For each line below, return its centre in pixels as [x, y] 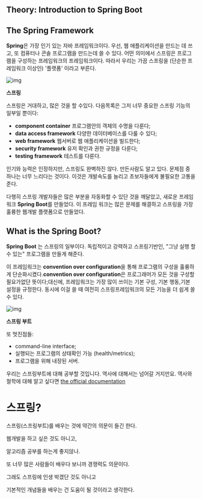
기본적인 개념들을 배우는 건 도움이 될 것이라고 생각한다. [70, 489]
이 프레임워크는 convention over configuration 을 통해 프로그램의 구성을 [92, 267]
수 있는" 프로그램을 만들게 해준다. [45, 254]
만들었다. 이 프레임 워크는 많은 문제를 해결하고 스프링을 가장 [124, 204]
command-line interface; [45, 347]
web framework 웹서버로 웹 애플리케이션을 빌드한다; [78, 141]
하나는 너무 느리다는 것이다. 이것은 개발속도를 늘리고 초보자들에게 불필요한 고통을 [101, 177]
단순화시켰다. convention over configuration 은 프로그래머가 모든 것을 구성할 [103, 274]
